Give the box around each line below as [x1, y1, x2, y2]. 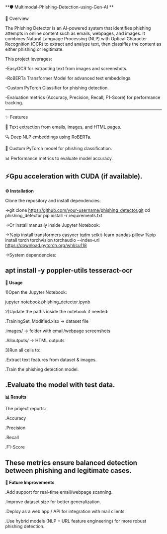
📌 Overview [5, 15, 29, 21]
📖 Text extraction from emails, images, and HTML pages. [5, 124, 122, 130]
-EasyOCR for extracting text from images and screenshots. [5, 66, 128, 71]
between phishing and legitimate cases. [5, 466, 132, 475]
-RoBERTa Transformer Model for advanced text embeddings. [5, 75, 132, 81]
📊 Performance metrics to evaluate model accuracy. [5, 156, 113, 161]
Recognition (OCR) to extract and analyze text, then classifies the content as [5, 41, 162, 47]
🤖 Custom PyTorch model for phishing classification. [5, 146, 112, 151]
